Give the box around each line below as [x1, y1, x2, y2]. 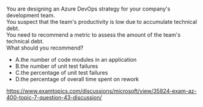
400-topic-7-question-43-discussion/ [6, 94, 102, 101]
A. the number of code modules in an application [15, 56, 137, 63]
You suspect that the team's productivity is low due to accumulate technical [6, 18, 197, 25]
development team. [6, 12, 55, 19]
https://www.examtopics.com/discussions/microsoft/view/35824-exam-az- [6, 87, 197, 94]
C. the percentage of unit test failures [15, 69, 108, 76]
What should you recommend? [6, 44, 84, 51]
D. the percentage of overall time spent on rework [15, 76, 139, 83]
